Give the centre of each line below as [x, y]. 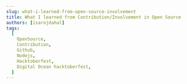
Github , [26, 50]
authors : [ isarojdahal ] [36, 22]
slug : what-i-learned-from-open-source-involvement [71, 12]
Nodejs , [26, 56]
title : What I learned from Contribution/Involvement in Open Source [94, 17]
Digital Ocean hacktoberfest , [54, 67]
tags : [13, 28]
